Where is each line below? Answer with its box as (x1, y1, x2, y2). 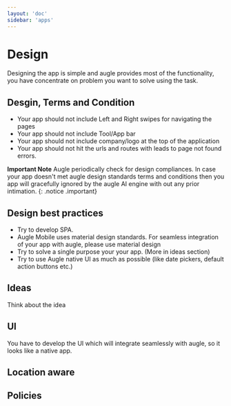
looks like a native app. (7, 347, 72, 355)
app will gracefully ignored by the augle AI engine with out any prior (7, 180, 200, 188)
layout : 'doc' (7, 10, 48, 17)
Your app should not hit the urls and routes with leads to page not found (17, 145, 222, 153)
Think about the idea (7, 300, 66, 308)
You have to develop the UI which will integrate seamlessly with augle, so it (7, 339, 221, 347)
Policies (7, 390, 43, 402)
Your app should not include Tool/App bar (17, 129, 136, 138)
